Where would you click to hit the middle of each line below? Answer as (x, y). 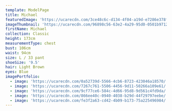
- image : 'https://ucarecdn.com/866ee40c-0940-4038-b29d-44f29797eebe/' (89, 96)
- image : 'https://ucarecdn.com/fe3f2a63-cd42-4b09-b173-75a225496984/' (89, 100)
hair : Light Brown (25, 67)
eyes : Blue (17, 72)
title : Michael (21, 15)
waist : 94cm (18, 53)
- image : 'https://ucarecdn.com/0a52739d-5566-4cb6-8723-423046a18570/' (89, 81)
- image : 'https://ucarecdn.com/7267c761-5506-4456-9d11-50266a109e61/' (89, 86)
